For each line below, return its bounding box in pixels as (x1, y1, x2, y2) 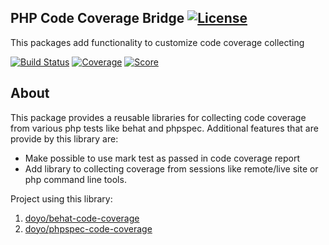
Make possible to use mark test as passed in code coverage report (24, 152, 301, 164)
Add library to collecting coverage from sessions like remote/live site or (24, 162, 319, 175)
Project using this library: (10, 192, 113, 205)
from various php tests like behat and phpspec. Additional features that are (10, 122, 319, 134)
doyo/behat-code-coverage (24, 212, 140, 224)
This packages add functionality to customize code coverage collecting (10, 36, 305, 48)
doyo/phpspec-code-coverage (24, 222, 153, 235)
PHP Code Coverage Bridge (10, 10, 185, 27)
